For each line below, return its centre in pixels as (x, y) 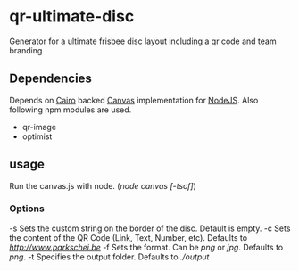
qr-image (39, 127)
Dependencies (50, 79)
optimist (37, 136)
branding (26, 50)
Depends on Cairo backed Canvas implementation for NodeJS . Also (134, 100)
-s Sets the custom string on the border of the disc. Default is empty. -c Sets (150, 228)
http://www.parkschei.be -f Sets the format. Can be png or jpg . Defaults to (146, 247)
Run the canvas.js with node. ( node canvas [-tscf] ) (103, 185)
